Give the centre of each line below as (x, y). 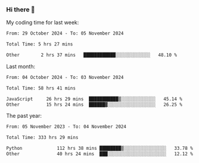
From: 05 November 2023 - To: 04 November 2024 (66, 127)
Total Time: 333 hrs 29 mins (42, 138)
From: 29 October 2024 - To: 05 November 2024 (65, 33)
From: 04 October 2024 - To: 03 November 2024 (65, 77)
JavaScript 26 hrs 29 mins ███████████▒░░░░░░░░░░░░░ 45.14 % (94, 99)
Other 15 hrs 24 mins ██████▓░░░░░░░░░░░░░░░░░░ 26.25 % (94, 104)
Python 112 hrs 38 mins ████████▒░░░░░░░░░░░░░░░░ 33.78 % (100, 149)
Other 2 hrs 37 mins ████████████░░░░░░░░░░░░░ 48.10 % (92, 55)
